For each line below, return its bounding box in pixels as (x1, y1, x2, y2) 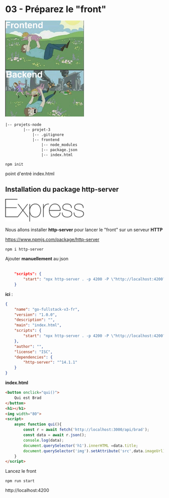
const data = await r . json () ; (23, 433, 87, 438)
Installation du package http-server (5, 185, 119, 194)
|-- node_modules (41, 142, 78, 147)
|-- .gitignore (32, 132, 64, 137)
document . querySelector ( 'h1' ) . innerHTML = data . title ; (23, 443, 138, 448)
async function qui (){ (14, 422, 62, 427)
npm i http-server (5, 247, 44, 252)
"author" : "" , (14, 344, 44, 349)
